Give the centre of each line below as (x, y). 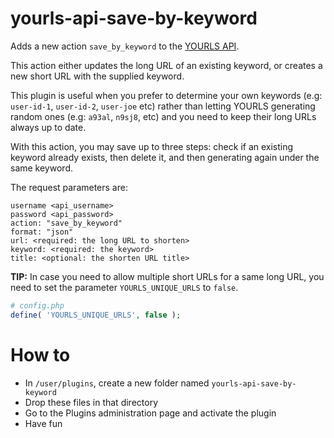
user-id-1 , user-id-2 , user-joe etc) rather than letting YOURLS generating (163, 106)
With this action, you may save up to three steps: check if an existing (152, 146)
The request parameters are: (69, 187)
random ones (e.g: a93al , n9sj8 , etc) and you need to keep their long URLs (163, 116)
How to (40, 354)
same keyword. (41, 168)
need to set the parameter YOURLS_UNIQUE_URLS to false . (124, 287)
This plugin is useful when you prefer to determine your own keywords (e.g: (166, 95)
